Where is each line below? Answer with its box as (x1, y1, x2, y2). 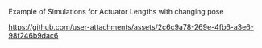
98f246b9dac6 (8, 31, 59, 40)
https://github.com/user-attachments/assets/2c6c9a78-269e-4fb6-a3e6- (8, 22, 254, 31)
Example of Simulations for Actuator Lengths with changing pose (8, 7, 224, 16)
